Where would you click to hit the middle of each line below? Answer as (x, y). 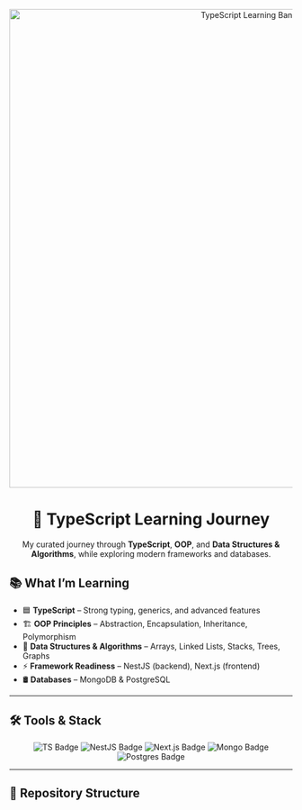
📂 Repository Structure (75, 793)
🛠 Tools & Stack (55, 721)
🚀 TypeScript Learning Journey (151, 519)
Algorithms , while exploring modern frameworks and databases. (151, 553)
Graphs (36, 655)
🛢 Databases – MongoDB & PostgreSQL (96, 679)
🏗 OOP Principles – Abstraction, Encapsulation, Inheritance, (135, 623)
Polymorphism (49, 636)
